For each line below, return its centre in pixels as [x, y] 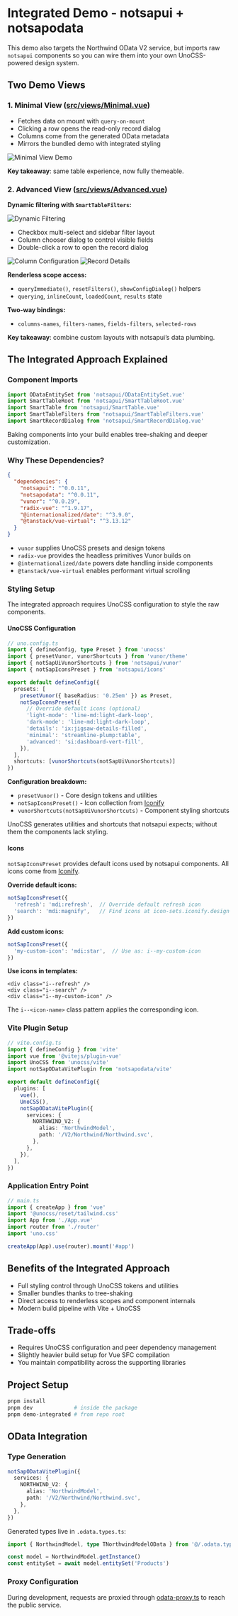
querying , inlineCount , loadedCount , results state [90, 296]
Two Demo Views [47, 85]
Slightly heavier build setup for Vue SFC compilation [93, 1355]
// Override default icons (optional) [83, 709]
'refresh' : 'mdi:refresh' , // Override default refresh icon [107, 905]
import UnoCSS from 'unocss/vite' [58, 1063]
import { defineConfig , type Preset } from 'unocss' [87, 650]
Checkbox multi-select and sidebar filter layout [86, 232]
